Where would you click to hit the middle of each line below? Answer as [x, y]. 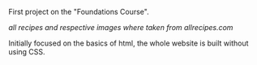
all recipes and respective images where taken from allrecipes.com [121, 27]
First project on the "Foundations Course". [79, 12]
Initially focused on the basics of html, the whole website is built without [128, 43]
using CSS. [27, 52]
